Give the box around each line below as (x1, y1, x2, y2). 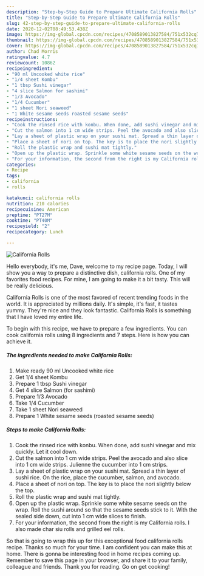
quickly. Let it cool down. (15, 448, 78, 455)
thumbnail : (6, 37, 34, 43)
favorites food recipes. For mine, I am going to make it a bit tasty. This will (6, 275, 191, 283)
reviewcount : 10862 (6, 60, 56, 66)
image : (6, 32, 23, 38)
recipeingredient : (6, 65, 53, 72)
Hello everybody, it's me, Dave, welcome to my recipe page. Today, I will (6, 262, 188, 270)
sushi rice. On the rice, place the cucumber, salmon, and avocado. (15, 473, 181, 481)
